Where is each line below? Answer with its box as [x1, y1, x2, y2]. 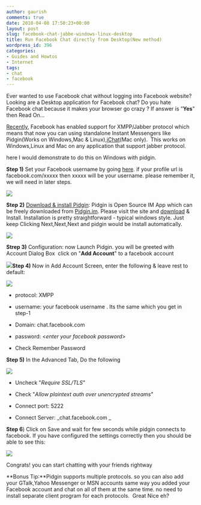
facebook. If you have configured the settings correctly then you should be [6, 432, 192, 439]
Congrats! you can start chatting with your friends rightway [6, 461, 153, 469]
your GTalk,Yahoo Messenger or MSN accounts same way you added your [6, 479, 190, 487]
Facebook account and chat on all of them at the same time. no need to [6, 486, 183, 493]
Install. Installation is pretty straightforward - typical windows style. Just [6, 214, 184, 221]
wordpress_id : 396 [6, 43, 52, 49]
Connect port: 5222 [14, 402, 64, 409]
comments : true [6, 14, 44, 20]
